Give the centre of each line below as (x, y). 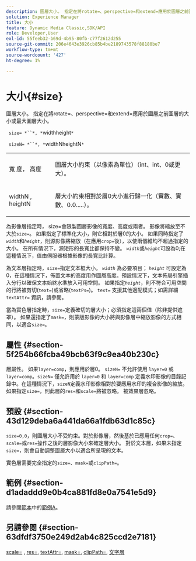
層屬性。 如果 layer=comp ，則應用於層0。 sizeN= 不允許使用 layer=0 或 (90, 369)
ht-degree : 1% (23, 60)
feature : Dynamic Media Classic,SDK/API (56, 28)
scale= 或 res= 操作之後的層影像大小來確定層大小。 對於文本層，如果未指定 (94, 443)
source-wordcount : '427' (36, 55)
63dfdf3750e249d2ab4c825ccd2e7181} (81, 537)
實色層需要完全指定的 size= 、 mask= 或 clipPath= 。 (64, 463)
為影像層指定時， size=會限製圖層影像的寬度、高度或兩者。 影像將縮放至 (93, 227)
